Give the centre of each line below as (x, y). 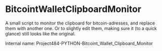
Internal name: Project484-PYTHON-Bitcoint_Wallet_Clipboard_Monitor (79, 43)
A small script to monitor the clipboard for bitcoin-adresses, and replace (80, 23)
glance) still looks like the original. (40, 33)
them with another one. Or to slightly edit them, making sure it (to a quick (81, 28)
